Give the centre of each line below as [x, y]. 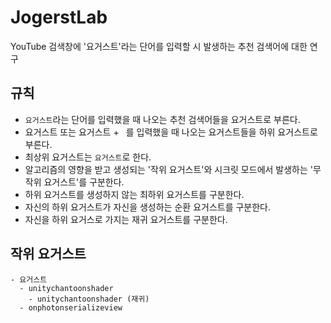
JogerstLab [59, 17]
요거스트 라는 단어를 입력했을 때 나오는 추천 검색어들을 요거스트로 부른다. [162, 119]
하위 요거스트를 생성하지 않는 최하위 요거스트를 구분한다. [134, 194]
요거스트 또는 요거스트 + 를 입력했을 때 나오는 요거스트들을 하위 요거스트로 [171, 132]
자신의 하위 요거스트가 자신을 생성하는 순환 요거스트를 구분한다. [148, 207]
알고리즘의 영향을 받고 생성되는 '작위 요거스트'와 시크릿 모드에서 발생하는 [166, 169]
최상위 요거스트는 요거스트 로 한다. [88, 157]
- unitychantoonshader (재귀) [89, 299]
